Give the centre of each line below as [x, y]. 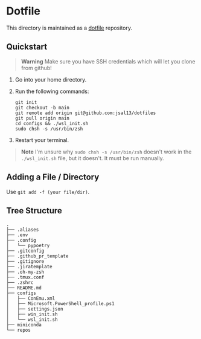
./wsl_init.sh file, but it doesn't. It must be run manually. [92, 158]
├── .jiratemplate [29, 267]
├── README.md [24, 288]
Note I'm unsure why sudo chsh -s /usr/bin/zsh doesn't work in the [106, 152]
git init [26, 102]
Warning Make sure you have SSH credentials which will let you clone [108, 61]
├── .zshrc [20, 283]
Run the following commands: [52, 91]
